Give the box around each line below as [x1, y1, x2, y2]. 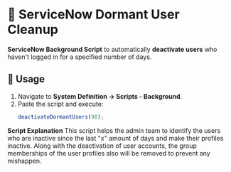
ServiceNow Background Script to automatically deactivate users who [7, 45, 217, 53]
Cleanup [7, 21, 59, 38]
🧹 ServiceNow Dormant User [7, 6, 180, 23]
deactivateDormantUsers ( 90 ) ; [17, 113, 104, 120]
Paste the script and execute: [17, 100, 104, 108]
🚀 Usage [7, 73, 45, 85]
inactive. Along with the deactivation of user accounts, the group [7, 141, 197, 150]
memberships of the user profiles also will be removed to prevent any [7, 149, 211, 157]
